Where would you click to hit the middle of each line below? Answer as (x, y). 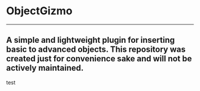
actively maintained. (45, 68)
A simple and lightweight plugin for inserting (90, 40)
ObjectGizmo (39, 11)
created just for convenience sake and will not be (99, 59)
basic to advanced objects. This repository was (96, 50)
